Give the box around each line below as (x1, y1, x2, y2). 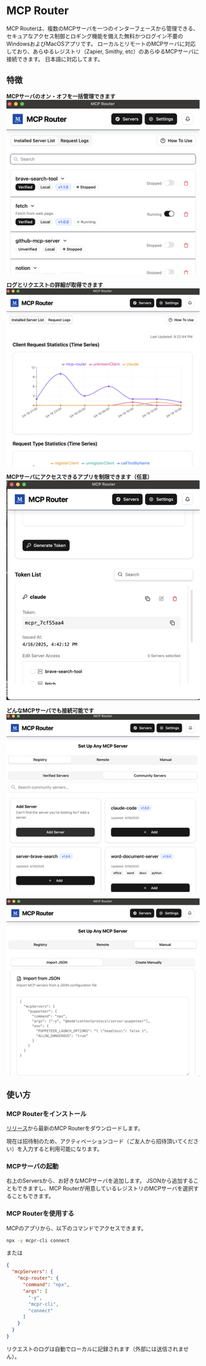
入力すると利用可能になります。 (22, 1145, 103, 1153)
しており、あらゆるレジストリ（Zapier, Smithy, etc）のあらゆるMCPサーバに (6, 47, 199, 55)
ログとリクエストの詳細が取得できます (6, 281, 103, 288)
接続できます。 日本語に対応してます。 (6, 55, 104, 63)
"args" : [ (22, 1288, 48, 1294)
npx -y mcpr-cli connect (6, 1237, 70, 1243)
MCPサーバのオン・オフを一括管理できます (6, 93, 116, 100)
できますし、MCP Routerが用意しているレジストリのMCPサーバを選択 (17, 1185, 194, 1192)
